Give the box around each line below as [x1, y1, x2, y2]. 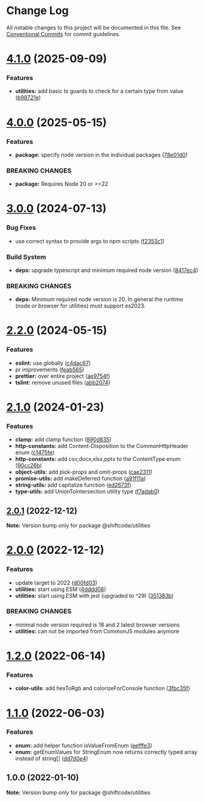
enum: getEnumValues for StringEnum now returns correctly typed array [15, 748, 198, 756]
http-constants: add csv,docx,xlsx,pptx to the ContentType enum [15, 455, 181, 463]
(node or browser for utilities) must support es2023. [15, 302, 146, 309]
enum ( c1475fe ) [15, 449, 55, 456]
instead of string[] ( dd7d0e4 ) [15, 754, 88, 762]
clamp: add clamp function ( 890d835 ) [15, 436, 112, 443]
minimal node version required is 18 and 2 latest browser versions [15, 621, 180, 628]
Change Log [6, 4, 69, 18]
